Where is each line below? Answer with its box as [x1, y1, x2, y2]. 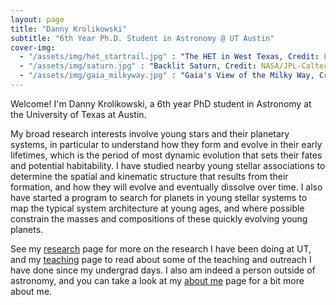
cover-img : [10, 42, 56, 53]
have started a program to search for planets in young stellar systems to [10, 191, 308, 203]
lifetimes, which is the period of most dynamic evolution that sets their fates [10, 149, 323, 161]
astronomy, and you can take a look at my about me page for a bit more [10, 274, 305, 286]
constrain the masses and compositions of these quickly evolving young [10, 212, 308, 225]
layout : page [10, 14, 65, 25]
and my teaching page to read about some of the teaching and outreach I [10, 253, 312, 265]
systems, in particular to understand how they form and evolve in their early [10, 138, 323, 150]
